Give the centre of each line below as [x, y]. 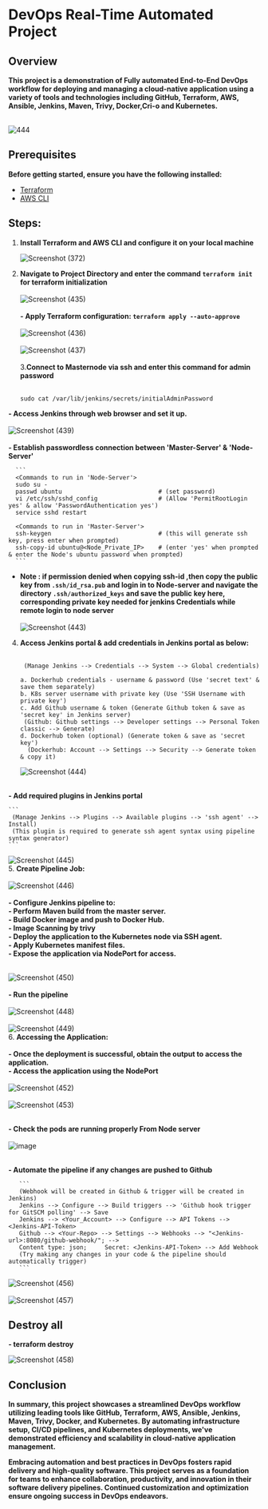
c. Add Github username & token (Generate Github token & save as [132, 708]
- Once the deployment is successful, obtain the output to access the [125, 1053]
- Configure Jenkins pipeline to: [62, 902]
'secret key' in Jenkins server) [75, 715]
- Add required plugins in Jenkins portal [76, 795]
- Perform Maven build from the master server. [87, 911]
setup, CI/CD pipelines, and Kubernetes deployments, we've [110, 1430]
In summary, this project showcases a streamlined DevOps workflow [124, 1404]
